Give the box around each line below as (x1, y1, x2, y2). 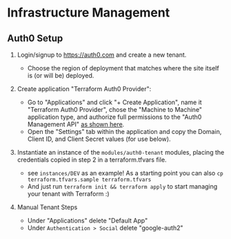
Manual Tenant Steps (17, 203, 78, 211)
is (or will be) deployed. (27, 71, 94, 79)
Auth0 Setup (7, 32, 63, 44)
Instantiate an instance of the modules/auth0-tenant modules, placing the (17, 149, 225, 156)
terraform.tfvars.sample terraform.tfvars (27, 176, 152, 183)
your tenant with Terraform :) (27, 190, 110, 198)
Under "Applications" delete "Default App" (27, 216, 148, 224)
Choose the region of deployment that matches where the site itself (27, 64, 219, 72)
